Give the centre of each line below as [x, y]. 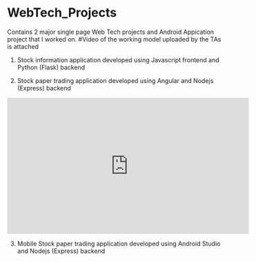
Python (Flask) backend [51, 67]
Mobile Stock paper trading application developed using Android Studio [119, 243]
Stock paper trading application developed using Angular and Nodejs [115, 80]
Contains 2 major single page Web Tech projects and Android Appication [111, 32]
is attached [23, 46]
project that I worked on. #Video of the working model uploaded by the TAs [114, 39]
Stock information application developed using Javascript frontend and [118, 59]
